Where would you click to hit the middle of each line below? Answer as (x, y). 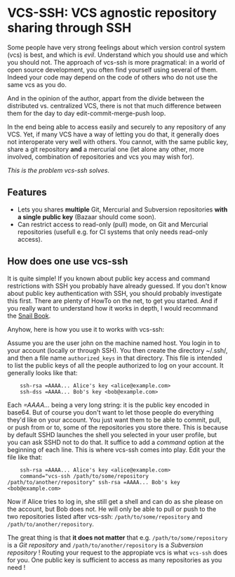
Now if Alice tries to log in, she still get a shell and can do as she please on (115, 501)
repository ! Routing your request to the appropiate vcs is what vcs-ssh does (117, 552)
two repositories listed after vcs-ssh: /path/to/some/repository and (105, 516)
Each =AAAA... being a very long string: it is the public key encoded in (108, 405)
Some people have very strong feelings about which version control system (116, 47)
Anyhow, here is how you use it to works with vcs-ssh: (86, 329)
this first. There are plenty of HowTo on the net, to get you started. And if (113, 301)
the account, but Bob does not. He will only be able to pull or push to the (112, 509)
